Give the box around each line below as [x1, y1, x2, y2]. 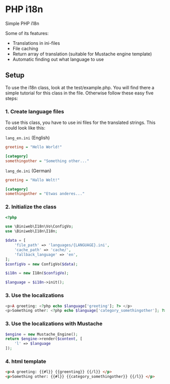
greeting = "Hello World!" [5, 145, 62, 150]
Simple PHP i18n [5, 20, 39, 26]
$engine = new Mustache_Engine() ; [5, 332, 78, 337]
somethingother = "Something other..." [5, 158, 90, 164]
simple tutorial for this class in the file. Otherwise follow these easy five [5, 90, 154, 96]
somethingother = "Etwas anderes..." [5, 191, 85, 197]
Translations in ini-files [12, 40, 60, 46]
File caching [12, 45, 38, 51]
